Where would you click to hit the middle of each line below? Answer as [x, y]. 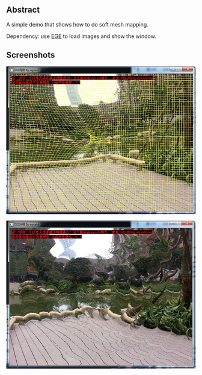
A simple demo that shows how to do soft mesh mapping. [77, 24]
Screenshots [31, 55]
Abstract [23, 10]
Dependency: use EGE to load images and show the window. [81, 36]
